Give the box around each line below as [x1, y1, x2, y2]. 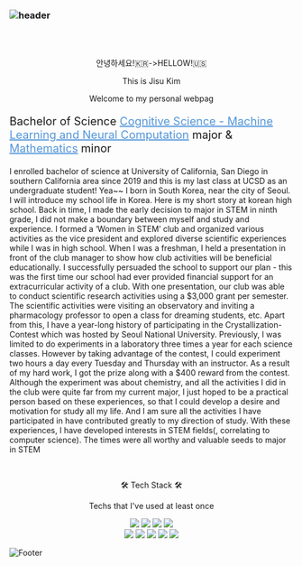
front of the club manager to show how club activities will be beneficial [9, 253, 272, 264]
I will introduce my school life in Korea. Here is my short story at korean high [9, 195, 293, 206]
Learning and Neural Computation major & [9, 127, 233, 143]
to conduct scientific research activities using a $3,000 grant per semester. [9, 291, 288, 302]
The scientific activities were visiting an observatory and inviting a [9, 301, 255, 311]
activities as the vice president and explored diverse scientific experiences [9, 233, 287, 244]
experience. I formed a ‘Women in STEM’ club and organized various [9, 224, 264, 235]
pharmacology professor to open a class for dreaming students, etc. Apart [9, 310, 286, 320]
